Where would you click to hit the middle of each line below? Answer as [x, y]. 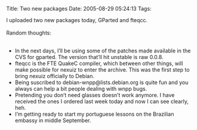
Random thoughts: [29, 33]
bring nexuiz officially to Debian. [54, 76]
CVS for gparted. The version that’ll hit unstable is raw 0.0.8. [89, 57]
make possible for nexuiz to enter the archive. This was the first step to [102, 70]
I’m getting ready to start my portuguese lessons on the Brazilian [94, 114]
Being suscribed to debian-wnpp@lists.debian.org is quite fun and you [101, 82]
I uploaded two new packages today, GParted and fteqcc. [77, 20]
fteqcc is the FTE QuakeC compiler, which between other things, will [99, 63]
